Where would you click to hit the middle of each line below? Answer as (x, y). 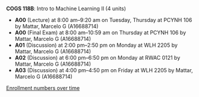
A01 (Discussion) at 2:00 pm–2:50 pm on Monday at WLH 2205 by (96, 45)
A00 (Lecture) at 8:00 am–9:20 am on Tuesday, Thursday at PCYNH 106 (103, 20)
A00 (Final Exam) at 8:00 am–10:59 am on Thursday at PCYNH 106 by (100, 33)
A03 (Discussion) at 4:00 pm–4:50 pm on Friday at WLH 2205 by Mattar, (104, 70)
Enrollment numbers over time (43, 88)
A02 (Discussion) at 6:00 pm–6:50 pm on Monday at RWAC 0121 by (97, 58)
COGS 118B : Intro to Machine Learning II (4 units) (66, 9)
